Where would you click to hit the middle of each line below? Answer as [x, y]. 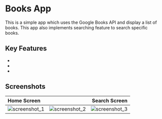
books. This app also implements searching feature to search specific [77, 27]
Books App [28, 9]
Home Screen [24, 101]
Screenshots [25, 87]
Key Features [26, 48]
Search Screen [110, 101]
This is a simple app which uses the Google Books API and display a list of [81, 22]
